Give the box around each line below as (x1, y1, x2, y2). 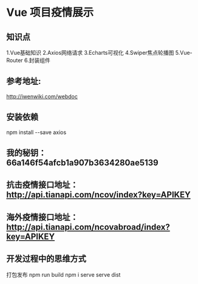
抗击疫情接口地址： (6, 180, 78, 190)
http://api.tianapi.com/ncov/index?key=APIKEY (6, 190, 191, 200)
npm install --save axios (6, 129, 67, 136)
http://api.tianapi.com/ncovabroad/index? (6, 222, 170, 232)
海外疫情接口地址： (6, 211, 78, 222)
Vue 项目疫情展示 (6, 5, 94, 20)
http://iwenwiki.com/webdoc (6, 93, 78, 100)
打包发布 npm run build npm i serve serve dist (6, 271, 121, 278)
